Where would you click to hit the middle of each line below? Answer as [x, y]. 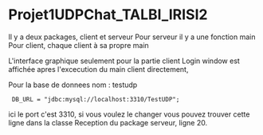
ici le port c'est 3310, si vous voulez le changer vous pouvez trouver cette [129, 114]
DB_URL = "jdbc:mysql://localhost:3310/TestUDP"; [96, 99]
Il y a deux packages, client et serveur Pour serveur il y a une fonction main [132, 37]
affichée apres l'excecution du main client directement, [98, 69]
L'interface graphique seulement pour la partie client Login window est [124, 61]
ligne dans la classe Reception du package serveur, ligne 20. [108, 122]
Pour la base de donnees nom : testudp [73, 85]
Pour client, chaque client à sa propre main [79, 45]
